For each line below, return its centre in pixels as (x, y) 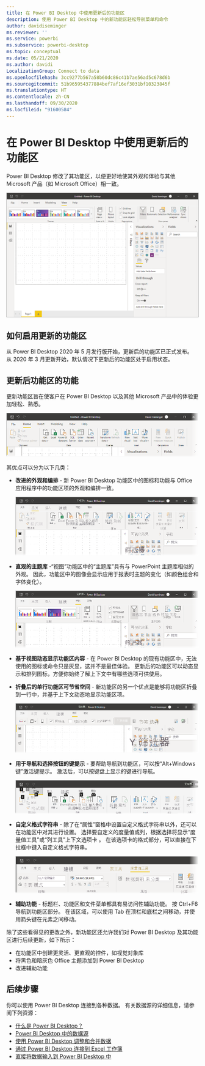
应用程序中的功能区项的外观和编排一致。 (66, 488)
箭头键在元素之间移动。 (50, 919)
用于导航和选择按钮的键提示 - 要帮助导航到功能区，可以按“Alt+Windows (105, 763)
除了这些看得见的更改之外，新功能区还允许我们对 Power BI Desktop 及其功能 (103, 932)
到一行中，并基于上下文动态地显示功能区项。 (71, 695)
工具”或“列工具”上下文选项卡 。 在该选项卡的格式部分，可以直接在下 (111, 840)
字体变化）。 (30, 582)
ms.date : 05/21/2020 (33, 58)
